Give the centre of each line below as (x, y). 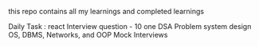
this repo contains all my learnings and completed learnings (106, 11)
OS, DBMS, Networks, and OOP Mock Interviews (88, 35)
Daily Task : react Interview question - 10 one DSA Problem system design (130, 26)
